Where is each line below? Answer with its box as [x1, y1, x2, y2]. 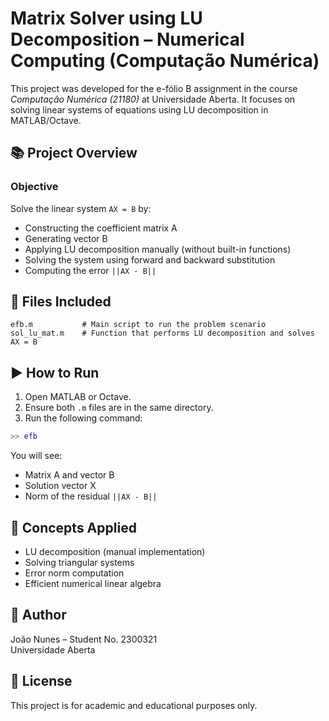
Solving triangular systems [24, 556, 135, 568]
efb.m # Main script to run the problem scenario [10, 320, 267, 330]
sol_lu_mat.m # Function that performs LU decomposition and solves [10, 328, 315, 339]
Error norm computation [24, 567, 125, 579]
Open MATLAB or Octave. [24, 391, 132, 403]
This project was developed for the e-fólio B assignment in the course [10, 82, 298, 94]
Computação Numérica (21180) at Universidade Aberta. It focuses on [10, 93, 296, 105]
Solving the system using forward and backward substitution [24, 253, 276, 266]
